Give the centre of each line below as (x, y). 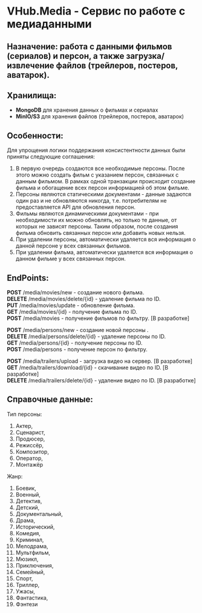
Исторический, (35, 527)
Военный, (28, 494)
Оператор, (29, 458)
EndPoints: (28, 278)
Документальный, (39, 513)
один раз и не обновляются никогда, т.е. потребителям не (91, 201)
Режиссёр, (30, 445)
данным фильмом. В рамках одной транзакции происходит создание (106, 181)
